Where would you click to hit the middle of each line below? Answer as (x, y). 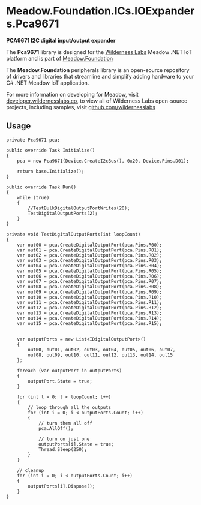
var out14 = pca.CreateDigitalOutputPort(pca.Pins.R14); (90, 318)
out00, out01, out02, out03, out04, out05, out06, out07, (102, 350)
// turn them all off (65, 423)
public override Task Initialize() (51, 150)
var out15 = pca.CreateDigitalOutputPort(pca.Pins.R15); (90, 323)
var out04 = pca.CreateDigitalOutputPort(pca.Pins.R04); (90, 266)
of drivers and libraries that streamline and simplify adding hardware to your (100, 76)
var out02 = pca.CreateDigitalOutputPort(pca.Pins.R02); (90, 255)
